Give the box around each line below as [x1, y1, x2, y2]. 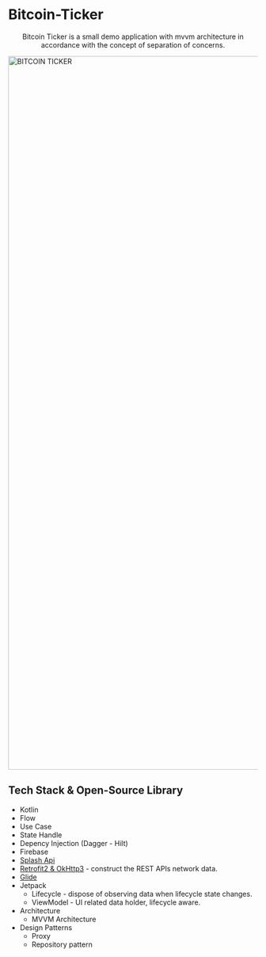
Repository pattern [31, 940, 93, 949]
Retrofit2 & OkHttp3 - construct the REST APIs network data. [19, 863, 218, 873]
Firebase [19, 847, 49, 856]
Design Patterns [19, 922, 73, 932]
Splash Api [19, 855, 55, 865]
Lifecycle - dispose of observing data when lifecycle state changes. [31, 889, 253, 898]
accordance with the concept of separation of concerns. [40, 40, 226, 49]
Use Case [19, 821, 52, 831]
